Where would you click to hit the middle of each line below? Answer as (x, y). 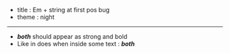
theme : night (36, 17)
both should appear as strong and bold (72, 36)
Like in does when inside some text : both (76, 44)
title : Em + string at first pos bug (63, 10)
